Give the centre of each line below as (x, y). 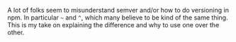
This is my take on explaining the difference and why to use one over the (113, 25)
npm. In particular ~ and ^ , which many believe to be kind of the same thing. (118, 17)
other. (16, 32)
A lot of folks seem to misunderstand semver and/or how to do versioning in (118, 10)
